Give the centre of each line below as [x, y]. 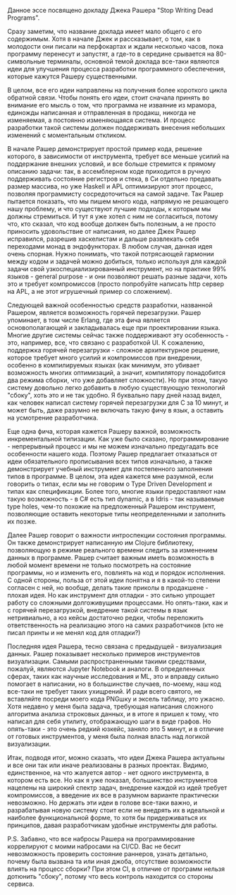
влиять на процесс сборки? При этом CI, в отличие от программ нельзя [116, 869]
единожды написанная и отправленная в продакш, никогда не [101, 113]
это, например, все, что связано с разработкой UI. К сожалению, [106, 343]
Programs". [24, 18]
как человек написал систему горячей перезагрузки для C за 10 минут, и [118, 403]
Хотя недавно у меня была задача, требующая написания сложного [110, 706]
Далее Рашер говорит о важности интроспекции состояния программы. [117, 535]
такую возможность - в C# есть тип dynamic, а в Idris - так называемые [116, 499]
